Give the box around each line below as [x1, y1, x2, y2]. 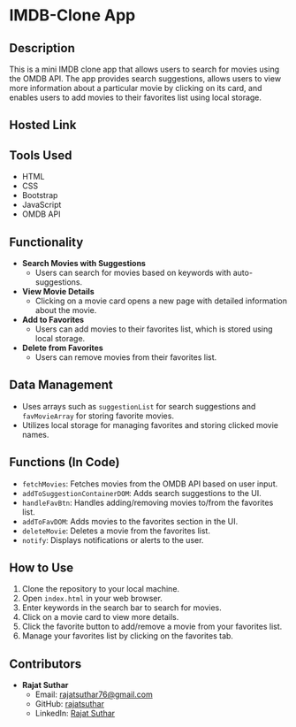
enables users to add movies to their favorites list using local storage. [9, 92, 262, 103]
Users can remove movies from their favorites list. [34, 352, 217, 363]
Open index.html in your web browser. [21, 593, 163, 604]
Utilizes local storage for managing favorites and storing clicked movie [21, 419, 278, 430]
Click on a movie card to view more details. [21, 612, 179, 623]
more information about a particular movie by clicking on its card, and [9, 83, 262, 93]
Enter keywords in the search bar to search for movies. [21, 602, 223, 613]
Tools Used [9, 148, 72, 163]
